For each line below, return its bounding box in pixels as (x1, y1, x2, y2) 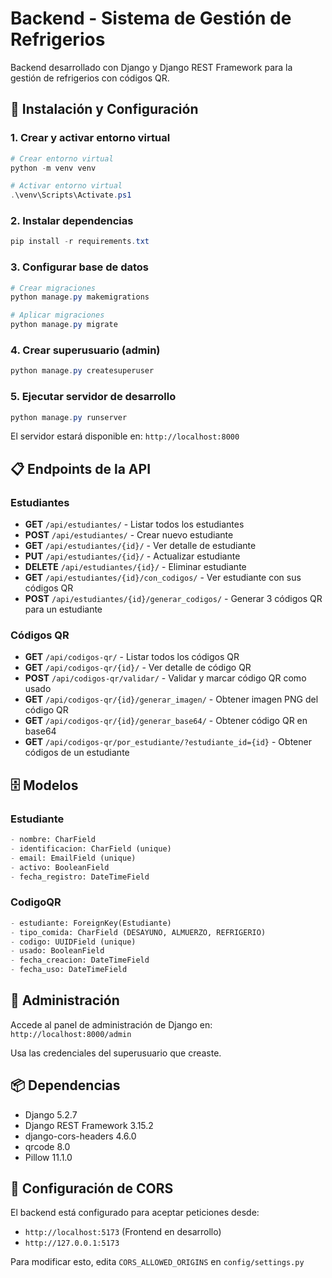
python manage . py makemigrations (10, 292, 150, 302)
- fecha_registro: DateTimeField (10, 872, 150, 882)
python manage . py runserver (10, 412, 128, 422)
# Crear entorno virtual (10, 153, 114, 164)
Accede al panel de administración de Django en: (10, 1018, 213, 1031)
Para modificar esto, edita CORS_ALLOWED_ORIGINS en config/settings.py (10, 1256, 305, 1268)
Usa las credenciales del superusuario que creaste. (10, 1047, 222, 1059)
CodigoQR (10, 895, 62, 909)
